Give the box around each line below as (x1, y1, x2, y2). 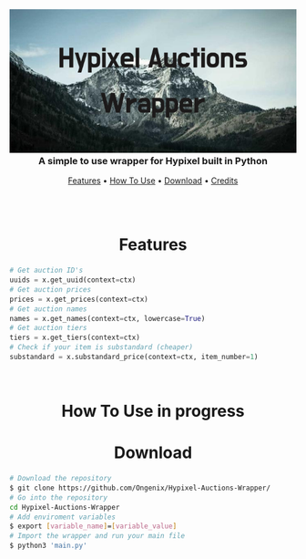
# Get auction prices (9, 285, 92, 294)
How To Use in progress (61, 401, 245, 421)
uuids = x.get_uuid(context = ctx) (9, 275, 137, 285)
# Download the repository (9, 474, 112, 483)
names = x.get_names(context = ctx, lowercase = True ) (9, 314, 206, 323)
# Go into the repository (9, 492, 107, 502)
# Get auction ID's (9, 266, 84, 275)
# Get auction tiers (9, 324, 88, 333)
